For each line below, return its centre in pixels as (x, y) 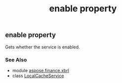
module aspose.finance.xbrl (41, 70)
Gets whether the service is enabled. (42, 47)
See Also (16, 60)
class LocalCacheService (38, 76)
